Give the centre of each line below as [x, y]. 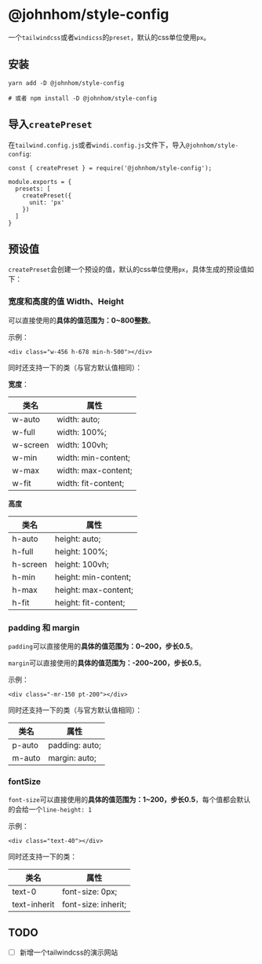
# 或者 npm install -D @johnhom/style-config [82, 98]
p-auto [25, 745]
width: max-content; [94, 470]
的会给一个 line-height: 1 [50, 809]
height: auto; [78, 539]
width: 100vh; [82, 444]
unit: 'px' [47, 202]
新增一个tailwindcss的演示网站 [69, 952]
